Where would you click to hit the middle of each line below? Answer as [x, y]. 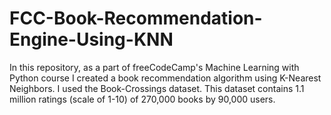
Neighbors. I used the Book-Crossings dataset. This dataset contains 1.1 [157, 88]
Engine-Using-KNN [91, 39]
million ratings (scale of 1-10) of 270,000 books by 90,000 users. [142, 99]
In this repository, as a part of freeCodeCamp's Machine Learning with [154, 67]
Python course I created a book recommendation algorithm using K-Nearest [165, 78]
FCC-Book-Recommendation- [136, 18]
